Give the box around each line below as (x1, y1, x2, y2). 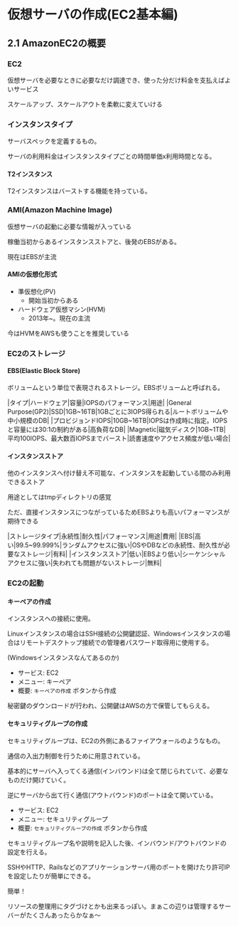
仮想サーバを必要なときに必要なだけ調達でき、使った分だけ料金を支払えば (7, 75, 225, 84)
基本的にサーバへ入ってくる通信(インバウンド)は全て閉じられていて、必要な (7, 767, 229, 775)
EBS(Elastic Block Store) (7, 367, 80, 375)
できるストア (7, 478, 45, 486)
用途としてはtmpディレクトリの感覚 (7, 493, 112, 502)
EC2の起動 (7, 578, 44, 588)
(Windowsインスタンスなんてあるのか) (7, 653, 119, 662)
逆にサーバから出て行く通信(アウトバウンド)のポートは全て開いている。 (7, 791, 217, 799)
